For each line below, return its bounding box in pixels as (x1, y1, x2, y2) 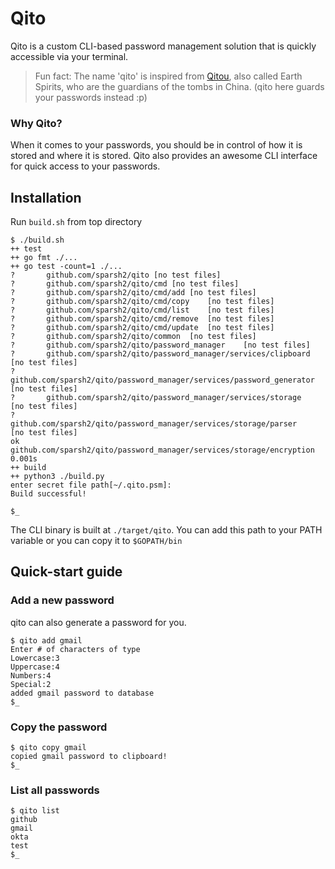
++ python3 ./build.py (10, 472, 105, 482)
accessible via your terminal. (10, 50, 129, 62)
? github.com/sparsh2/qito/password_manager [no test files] (10, 340, 311, 351)
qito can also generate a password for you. (10, 616, 187, 628)
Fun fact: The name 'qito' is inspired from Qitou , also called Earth (34, 70, 303, 82)
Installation (10, 189, 82, 206)
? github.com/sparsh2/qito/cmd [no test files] (10, 279, 240, 289)
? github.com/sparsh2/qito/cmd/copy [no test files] (10, 297, 275, 307)
